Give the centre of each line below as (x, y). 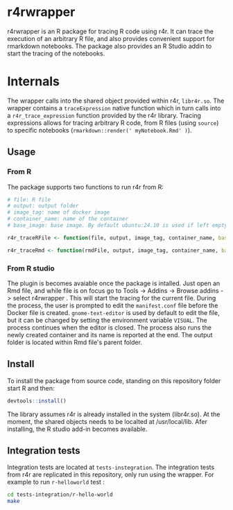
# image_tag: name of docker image (59, 212)
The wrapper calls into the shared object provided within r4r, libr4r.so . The (116, 101)
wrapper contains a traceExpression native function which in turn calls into (114, 108)
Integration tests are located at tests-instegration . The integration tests (111, 467)
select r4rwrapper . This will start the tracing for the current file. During (114, 298)
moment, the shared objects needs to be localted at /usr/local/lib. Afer (107, 421)
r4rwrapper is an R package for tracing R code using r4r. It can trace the (110, 31)
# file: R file (29, 199)
